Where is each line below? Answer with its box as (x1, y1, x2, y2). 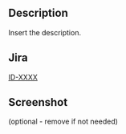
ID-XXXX (8, 72, 39, 82)
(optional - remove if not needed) (8, 116, 119, 127)
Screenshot (8, 95, 68, 109)
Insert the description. (8, 27, 82, 37)
